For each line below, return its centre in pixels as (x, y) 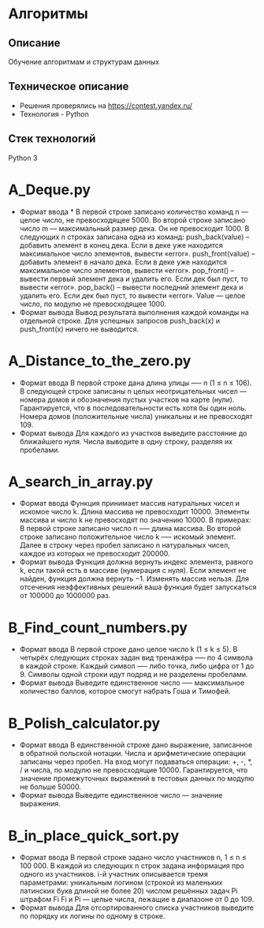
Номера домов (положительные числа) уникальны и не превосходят (136, 416)
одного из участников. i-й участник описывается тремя (114, 874)
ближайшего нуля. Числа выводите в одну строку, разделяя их (126, 441)
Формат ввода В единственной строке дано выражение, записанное (136, 745)
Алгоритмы (48, 14)
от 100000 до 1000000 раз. (65, 596)
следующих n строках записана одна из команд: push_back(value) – (134, 237)
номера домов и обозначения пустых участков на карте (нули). (127, 399)
